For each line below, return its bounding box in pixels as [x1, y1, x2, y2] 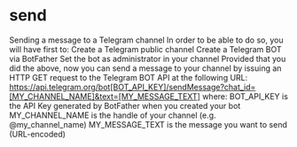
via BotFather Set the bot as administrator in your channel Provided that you [9, 53, 286, 64]
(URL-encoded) [9, 128, 66, 139]
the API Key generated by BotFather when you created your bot [9, 100, 241, 111]
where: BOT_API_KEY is [202, 90, 288, 102]
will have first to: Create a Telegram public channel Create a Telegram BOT [9, 43, 282, 54]
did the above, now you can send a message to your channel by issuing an [9, 63, 282, 73]
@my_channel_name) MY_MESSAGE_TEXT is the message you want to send [9, 119, 288, 129]
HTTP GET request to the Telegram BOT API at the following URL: [9, 72, 248, 82]
